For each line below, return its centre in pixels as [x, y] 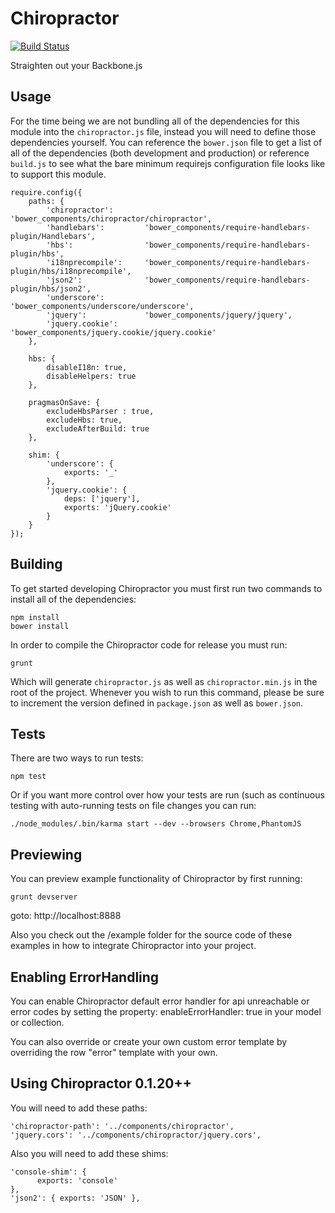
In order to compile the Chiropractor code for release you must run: [149, 644]
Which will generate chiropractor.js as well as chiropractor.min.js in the [164, 681]
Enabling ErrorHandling [85, 977]
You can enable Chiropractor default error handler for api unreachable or [160, 1001]
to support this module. [58, 174]
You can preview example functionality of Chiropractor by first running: [156, 879]
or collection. [37, 1022]
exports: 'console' [77, 1180]
